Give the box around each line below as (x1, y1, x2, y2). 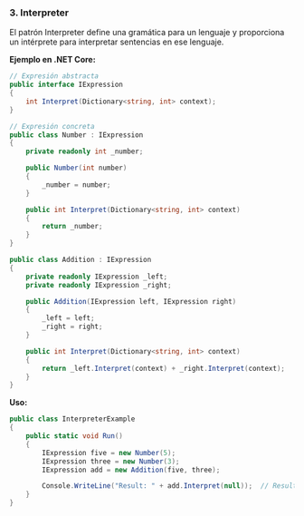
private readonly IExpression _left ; (25, 272, 168, 281)
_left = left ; (42, 314, 95, 323)
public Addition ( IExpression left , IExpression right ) (25, 297, 237, 306)
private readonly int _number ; (25, 147, 144, 156)
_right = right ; (42, 322, 103, 332)
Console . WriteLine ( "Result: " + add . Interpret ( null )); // (42, 482, 270, 491)
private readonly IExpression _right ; (25, 280, 172, 289)
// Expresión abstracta (9, 72, 100, 81)
